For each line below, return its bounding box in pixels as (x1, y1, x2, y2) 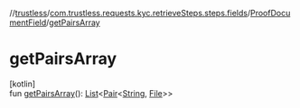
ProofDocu (249, 8, 291, 18)
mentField (9, 17, 47, 28)
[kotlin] (9, 78, 36, 89)
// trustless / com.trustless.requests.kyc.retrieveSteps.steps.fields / (9, 8, 251, 18)
